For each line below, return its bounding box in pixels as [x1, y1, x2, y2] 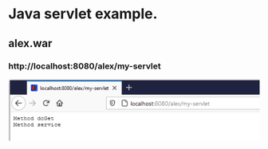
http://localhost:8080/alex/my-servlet [8, 61, 161, 72]
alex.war [8, 37, 53, 50]
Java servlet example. [8, 5, 158, 23]
